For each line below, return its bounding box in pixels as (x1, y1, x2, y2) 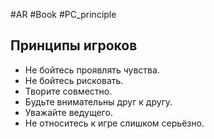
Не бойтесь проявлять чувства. (24, 64, 160, 76)
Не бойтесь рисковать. (24, 74, 124, 86)
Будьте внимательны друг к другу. (24, 95, 173, 108)
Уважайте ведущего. (24, 106, 113, 118)
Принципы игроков (10, 37, 138, 54)
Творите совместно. (24, 85, 113, 97)
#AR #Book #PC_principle (10, 9, 117, 20)
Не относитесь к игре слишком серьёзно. (24, 117, 205, 129)
